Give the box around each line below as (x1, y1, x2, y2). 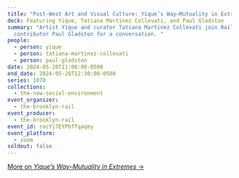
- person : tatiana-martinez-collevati (14, 51, 129, 58)
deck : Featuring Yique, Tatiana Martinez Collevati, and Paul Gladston (7, 17, 224, 24)
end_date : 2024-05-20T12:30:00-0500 (7, 70, 116, 77)
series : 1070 (7, 76, 46, 84)
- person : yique (14, 43, 62, 51)
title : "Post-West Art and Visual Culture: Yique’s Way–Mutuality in (7, 10, 218, 18)
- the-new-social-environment (14, 90, 103, 97)
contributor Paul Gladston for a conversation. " (14, 30, 164, 38)
